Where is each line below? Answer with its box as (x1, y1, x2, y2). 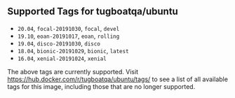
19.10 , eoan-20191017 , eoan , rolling (17, 31, 120, 40)
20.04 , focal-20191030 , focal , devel (17, 24, 120, 32)
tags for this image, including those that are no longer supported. (7, 82, 196, 90)
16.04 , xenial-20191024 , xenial (17, 54, 107, 62)
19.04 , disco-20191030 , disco (17, 38, 100, 48)
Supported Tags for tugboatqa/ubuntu (7, 6, 179, 17)
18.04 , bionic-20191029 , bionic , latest (17, 46, 129, 55)
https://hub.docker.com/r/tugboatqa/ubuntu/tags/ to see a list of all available (7, 75, 228, 83)
